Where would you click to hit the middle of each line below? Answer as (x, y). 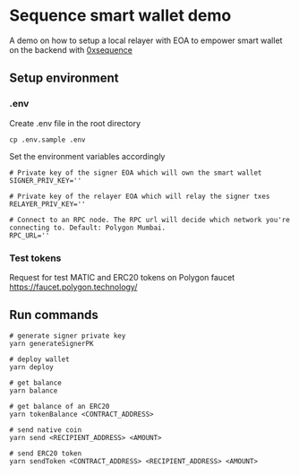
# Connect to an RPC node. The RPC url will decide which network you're (150, 220)
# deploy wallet (39, 359)
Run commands (54, 315)
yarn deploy (31, 367)
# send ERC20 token (46, 453)
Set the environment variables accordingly (87, 156)
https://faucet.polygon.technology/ (73, 287)
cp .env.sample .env (48, 140)
